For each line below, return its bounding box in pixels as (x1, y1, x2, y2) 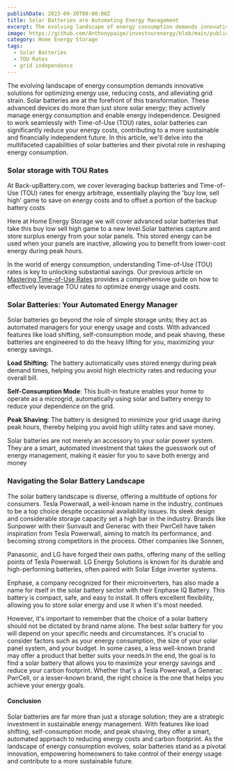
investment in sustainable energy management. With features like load (7, 719, 209, 728)
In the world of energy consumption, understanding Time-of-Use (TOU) (7, 260, 213, 269)
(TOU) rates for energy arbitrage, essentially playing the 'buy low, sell (19, 188, 219, 197)
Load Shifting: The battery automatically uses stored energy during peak (7, 359, 217, 367)
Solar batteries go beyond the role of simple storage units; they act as (7, 315, 208, 324)
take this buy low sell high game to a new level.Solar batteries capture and (7, 224, 221, 232)
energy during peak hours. (7, 246, 84, 255)
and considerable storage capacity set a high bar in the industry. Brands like (7, 514, 226, 523)
